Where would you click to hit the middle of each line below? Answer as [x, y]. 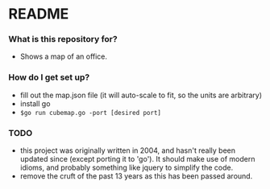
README [39, 14]
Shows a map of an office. [63, 56]
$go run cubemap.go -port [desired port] [90, 113]
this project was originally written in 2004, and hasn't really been [128, 150]
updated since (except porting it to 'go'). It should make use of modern [137, 159]
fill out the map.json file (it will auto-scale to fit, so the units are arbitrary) [141, 95]
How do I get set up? [49, 77]
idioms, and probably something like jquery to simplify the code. [127, 168]
